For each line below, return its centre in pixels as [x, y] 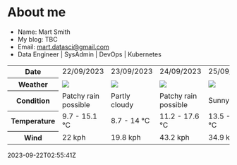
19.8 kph [126, 137]
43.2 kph [175, 137]
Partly [120, 96]
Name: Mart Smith [44, 32]
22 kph [74, 137]
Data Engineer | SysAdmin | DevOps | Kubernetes [90, 54]
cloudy [122, 105]
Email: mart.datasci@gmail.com [63, 47]
